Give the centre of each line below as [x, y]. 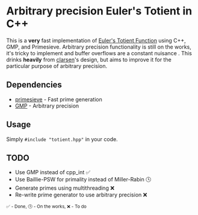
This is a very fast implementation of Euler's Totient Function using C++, [96, 40]
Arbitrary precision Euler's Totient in [99, 11]
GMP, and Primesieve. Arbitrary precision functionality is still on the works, [99, 47]
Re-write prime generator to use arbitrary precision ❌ [81, 195]
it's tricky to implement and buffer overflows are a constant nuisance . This [99, 53]
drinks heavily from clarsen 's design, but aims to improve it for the [89, 59]
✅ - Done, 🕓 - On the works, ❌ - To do [47, 207]
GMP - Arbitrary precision [47, 106]
